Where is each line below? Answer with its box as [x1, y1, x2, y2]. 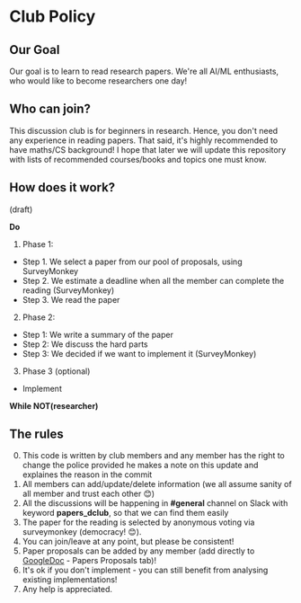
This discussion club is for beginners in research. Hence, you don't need [9, 125, 279, 136]
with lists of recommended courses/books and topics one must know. [9, 154, 267, 164]
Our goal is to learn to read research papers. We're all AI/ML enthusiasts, [9, 66, 279, 76]
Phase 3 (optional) [22, 366, 91, 377]
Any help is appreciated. [22, 584, 113, 595]
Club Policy [9, 6, 96, 27]
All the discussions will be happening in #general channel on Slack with [22, 498, 288, 509]
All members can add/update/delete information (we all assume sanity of [22, 479, 292, 490]
